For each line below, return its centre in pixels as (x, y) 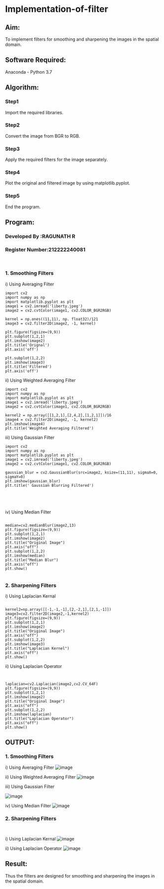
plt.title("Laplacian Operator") (40, 718)
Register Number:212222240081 (45, 249)
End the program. (23, 207)
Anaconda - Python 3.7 (29, 72)
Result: (16, 864)
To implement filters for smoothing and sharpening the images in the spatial (82, 39)
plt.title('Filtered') (28, 367)
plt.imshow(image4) (25, 424)
